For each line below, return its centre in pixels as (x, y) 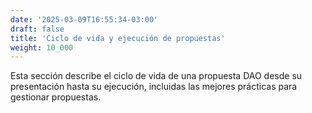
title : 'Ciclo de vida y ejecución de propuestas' (118, 38)
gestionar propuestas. (56, 97)
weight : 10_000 (42, 47)
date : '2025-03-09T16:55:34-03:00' (84, 19)
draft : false (37, 29)
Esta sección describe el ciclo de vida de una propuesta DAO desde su (156, 76)
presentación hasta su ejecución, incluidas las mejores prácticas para (154, 87)
